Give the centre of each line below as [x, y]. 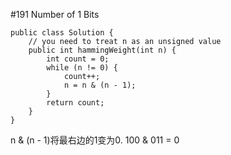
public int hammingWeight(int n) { [102, 50]
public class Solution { [62, 33]
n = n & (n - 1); [100, 85]
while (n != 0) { [82, 68]
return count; [75, 103]
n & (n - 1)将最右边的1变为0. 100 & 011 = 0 [95, 140]
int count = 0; [78, 59]
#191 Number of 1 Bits [55, 14]
